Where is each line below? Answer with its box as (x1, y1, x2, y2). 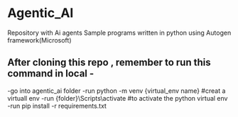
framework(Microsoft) (7, 35, 72, 44)
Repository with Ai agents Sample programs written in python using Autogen (7, 28, 232, 37)
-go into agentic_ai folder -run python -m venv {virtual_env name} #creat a (7, 87, 226, 95)
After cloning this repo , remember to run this (7, 57, 211, 69)
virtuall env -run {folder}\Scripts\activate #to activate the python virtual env (7, 94, 228, 102)
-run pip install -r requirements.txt (7, 101, 107, 110)
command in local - (7, 67, 94, 79)
